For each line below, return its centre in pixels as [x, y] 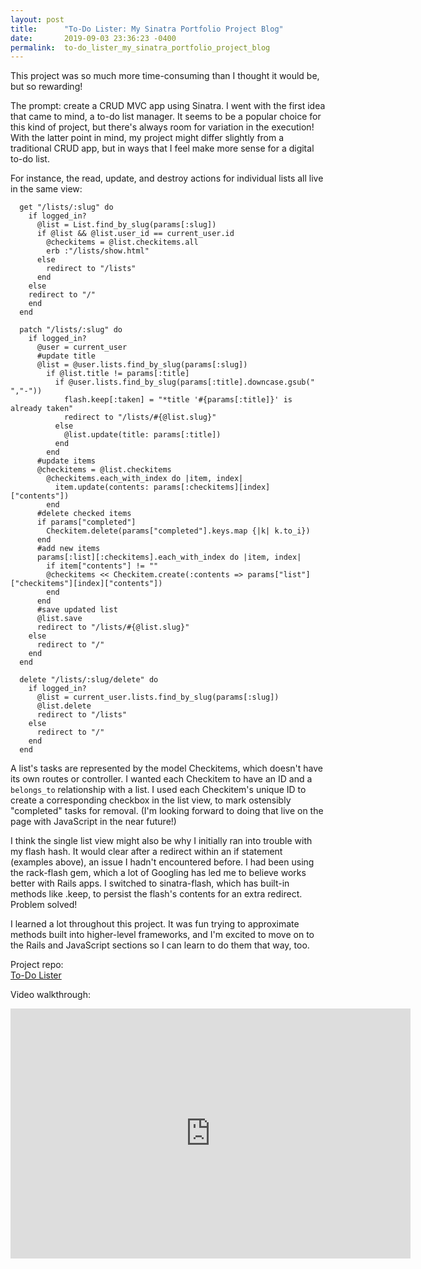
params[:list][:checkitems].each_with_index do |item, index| [169, 557]
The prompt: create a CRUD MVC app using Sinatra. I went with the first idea [168, 106]
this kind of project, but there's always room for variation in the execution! [162, 127]
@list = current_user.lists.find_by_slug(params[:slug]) [158, 697]
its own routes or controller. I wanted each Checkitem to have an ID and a [161, 779]
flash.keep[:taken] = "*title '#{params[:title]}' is [178, 400]
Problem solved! [44, 905]
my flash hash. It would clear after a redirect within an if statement [146, 852]
